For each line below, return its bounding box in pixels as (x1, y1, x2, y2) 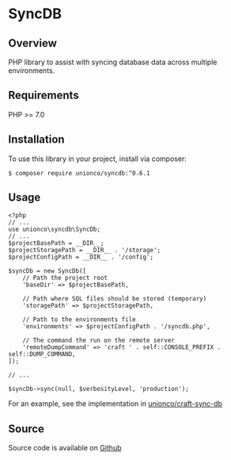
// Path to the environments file (22, 316, 136, 324)
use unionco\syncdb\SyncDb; (8, 225, 101, 234)
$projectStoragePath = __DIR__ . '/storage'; (8, 247, 161, 255)
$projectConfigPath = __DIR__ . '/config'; (8, 253, 154, 262)
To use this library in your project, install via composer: (8, 154, 187, 163)
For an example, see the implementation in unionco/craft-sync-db (8, 399, 223, 408)
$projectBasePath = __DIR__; (8, 240, 104, 247)
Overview (8, 36, 58, 50)
